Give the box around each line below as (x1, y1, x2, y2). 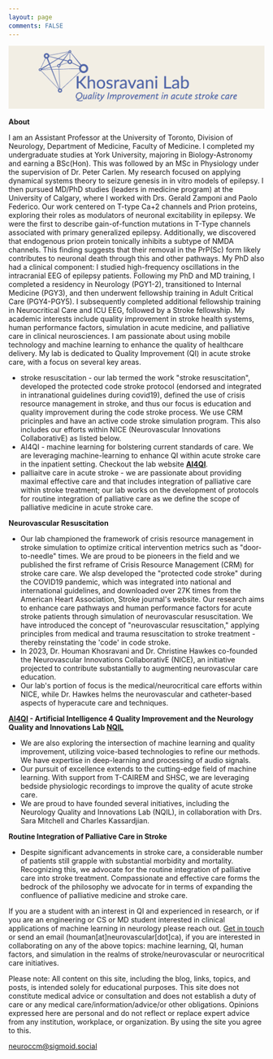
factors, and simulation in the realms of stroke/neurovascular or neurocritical (8, 949, 265, 959)
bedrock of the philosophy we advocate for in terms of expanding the (19, 882, 253, 892)
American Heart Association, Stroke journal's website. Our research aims (19, 594, 265, 605)
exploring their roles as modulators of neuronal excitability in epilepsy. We (8, 210, 256, 220)
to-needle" (19, 551, 57, 561)
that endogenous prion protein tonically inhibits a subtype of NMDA (8, 237, 234, 246)
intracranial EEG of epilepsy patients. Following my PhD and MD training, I (8, 271, 255, 280)
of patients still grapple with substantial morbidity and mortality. (19, 856, 234, 866)
